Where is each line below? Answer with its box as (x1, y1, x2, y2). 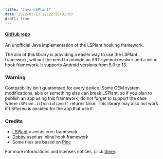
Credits (5, 118, 23, 124)
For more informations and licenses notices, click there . (5, 149, 117, 155)
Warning (5, 74, 26, 81)
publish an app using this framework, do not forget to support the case (5, 95, 147, 101)
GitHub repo (5, 31, 30, 37)
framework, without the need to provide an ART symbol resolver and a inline (5, 56, 158, 62)
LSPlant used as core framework (12, 129, 78, 135)
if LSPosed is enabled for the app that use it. (5, 106, 94, 111)
